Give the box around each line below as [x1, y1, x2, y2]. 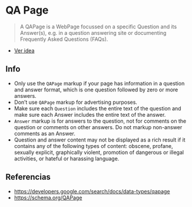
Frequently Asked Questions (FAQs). [19, 35, 108, 42]
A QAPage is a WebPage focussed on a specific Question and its [19, 23, 177, 30]
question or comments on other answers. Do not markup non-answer [14, 123, 183, 130]
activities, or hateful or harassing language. [14, 155, 120, 162]
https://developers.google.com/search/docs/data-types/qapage [14, 188, 170, 195]
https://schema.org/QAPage [14, 194, 82, 201]
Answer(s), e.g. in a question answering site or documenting [19, 29, 167, 36]
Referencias [5, 172, 51, 182]
